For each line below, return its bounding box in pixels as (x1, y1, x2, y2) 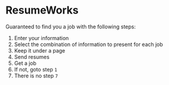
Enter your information (14, 34, 69, 41)
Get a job (14, 60, 37, 67)
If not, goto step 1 (14, 66, 57, 73)
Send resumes (14, 53, 50, 60)
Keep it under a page (14, 47, 66, 54)
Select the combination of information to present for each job (14, 41, 163, 48)
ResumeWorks (5, 4, 79, 17)
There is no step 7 (14, 72, 58, 79)
